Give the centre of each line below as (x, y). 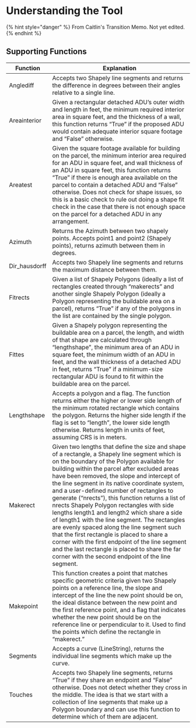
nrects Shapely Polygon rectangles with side (113, 505)
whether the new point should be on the (107, 617)
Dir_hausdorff (28, 266)
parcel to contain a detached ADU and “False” (115, 184)
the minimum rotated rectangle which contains (116, 408)
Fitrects (20, 297)
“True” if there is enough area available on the (115, 177)
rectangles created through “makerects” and (113, 286)
